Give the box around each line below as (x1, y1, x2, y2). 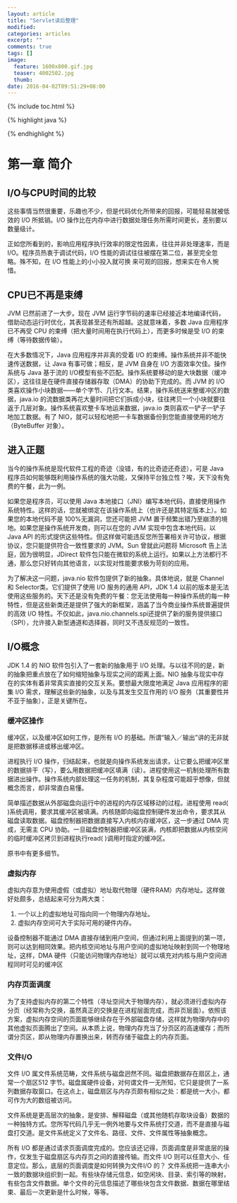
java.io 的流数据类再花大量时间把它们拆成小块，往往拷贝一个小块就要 (19, 395, 220, 403)
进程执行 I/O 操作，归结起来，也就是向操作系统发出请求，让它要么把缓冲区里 (7, 756, 230, 765)
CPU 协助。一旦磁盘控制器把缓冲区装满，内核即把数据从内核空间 (39, 825, 228, 834)
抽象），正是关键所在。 (25, 696, 91, 705)
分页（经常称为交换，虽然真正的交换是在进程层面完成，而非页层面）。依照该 (7, 1006, 227, 1014)
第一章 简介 (7, 156, 73, 173)
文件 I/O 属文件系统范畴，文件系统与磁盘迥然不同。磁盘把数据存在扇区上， (7, 1069, 224, 1078)
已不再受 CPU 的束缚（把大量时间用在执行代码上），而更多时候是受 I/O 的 (7, 327, 219, 335)
